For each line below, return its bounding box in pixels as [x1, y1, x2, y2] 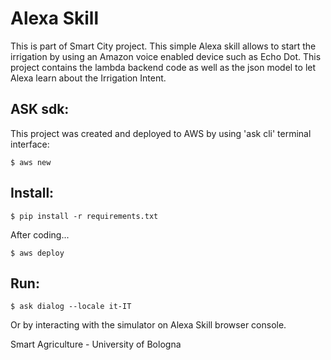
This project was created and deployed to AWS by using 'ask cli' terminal [10, 127, 312, 139]
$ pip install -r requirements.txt [10, 211, 159, 221]
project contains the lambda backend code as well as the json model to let [10, 61, 317, 73]
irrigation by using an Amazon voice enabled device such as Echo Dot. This [10, 50, 322, 62]
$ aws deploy [10, 248, 65, 258]
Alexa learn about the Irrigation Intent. [10, 72, 167, 84]
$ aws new [10, 157, 52, 167]
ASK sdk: [10, 101, 70, 118]
